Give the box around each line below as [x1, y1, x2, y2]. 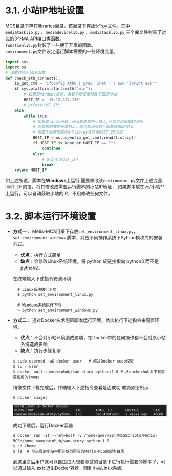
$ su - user [12, 364, 38, 369]
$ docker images [12, 395, 48, 401]
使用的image [16, 375, 40, 380]
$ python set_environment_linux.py [17, 292, 94, 297]
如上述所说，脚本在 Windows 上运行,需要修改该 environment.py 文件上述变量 [5, 178, 163, 184]
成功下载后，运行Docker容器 [12, 422, 73, 428]
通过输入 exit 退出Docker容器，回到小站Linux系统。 [17, 465, 126, 471]
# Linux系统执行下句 [17, 287, 57, 292]
